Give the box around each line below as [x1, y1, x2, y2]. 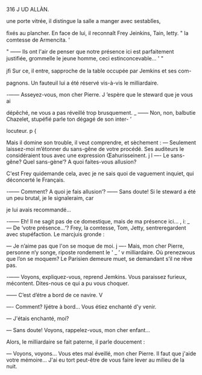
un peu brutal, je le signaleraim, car [6, 194, 94, 202]
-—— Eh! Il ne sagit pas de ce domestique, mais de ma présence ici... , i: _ [6, 218, 190, 225]
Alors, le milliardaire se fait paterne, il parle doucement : [6, 338, 145, 345]
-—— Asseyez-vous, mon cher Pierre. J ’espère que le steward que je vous [6, 91, 193, 98]
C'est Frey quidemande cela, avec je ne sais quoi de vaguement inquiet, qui [6, 170, 194, 177]
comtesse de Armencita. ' [6, 36, 71, 43]
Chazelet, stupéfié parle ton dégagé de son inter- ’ [6, 115, 131, 123]
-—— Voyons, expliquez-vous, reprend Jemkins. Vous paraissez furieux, [6, 274, 187, 280]
